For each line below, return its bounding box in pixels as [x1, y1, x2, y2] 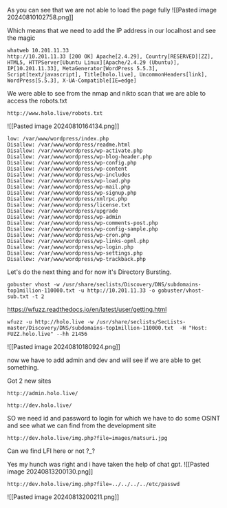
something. [7, 363, 39, 371]
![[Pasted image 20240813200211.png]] [7, 493, 120, 501]
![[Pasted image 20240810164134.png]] [7, 122, 120, 130]
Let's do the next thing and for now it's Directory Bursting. [7, 268, 172, 276]
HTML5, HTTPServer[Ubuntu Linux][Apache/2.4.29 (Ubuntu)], [7, 59, 180, 66]
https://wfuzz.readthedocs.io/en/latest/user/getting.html [7, 306, 167, 313]
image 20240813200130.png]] [7, 467, 94, 476]
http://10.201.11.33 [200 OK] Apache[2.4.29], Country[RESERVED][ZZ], [7, 53, 214, 60]
